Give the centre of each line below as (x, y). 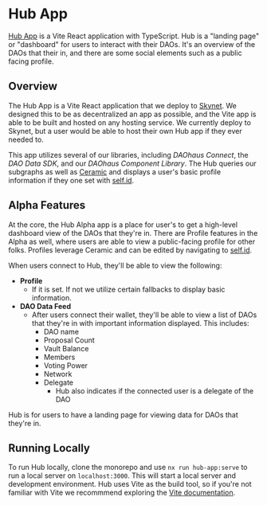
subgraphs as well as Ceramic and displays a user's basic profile (115, 171)
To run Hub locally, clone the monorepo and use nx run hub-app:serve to (128, 468)
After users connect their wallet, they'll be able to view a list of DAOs (144, 315)
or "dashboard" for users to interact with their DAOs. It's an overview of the (132, 44)
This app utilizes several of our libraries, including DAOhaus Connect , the (128, 155)
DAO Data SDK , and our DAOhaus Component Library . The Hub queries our (132, 163)
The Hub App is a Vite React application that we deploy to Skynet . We (123, 105)
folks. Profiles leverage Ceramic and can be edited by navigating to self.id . (130, 250)
